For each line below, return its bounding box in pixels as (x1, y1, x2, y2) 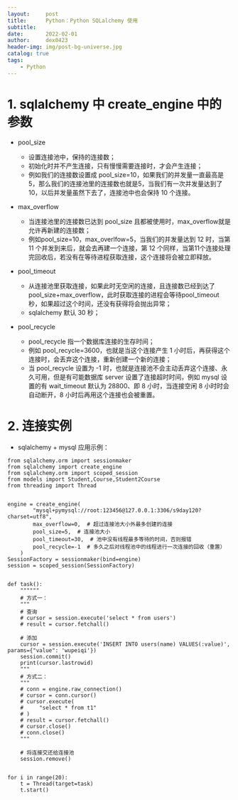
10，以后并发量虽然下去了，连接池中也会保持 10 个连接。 (28, 188, 195, 196)
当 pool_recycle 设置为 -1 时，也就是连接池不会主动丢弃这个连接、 (28, 363, 222, 372)
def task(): (7, 580, 43, 587)
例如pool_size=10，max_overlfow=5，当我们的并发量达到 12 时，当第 (28, 235, 231, 243)
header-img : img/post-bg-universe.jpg (7, 43, 122, 50)
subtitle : (7, 23, 37, 31)
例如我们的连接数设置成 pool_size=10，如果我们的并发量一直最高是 (28, 170, 224, 178)
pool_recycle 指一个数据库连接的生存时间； (28, 337, 155, 346)
